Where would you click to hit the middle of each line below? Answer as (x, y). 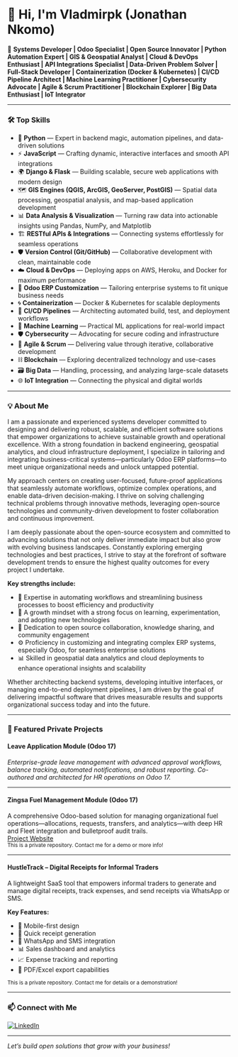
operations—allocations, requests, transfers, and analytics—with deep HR (115, 823)
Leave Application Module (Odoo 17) (62, 746)
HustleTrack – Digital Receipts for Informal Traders (83, 868)
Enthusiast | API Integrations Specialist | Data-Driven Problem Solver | (113, 64)
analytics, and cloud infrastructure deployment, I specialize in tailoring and (116, 452)
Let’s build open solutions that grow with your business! (89, 1046)
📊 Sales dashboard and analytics (66, 949)
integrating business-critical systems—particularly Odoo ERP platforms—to (117, 459)
